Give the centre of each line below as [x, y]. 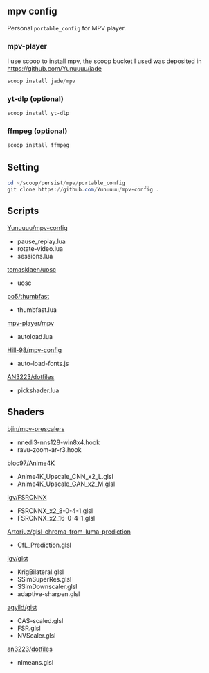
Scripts [23, 211]
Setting [23, 167]
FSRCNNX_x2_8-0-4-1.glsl [55, 510]
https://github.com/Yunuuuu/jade [55, 69]
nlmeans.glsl [35, 662]
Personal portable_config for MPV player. [67, 28]
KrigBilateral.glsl [40, 572]
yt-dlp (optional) [35, 98]
